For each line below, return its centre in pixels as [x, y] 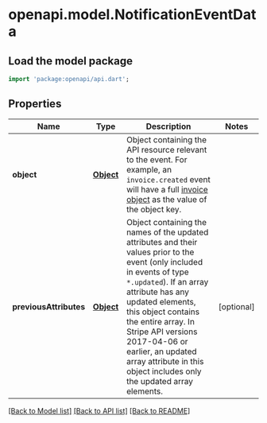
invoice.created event [168, 179]
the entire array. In [160, 321]
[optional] [236, 306]
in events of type [157, 272]
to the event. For [157, 159]
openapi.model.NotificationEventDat [132, 15]
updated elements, [161, 301]
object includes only [164, 371]
